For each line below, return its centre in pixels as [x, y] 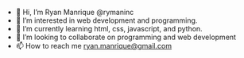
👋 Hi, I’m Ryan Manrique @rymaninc [75, 12]
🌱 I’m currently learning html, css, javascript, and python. [109, 29]
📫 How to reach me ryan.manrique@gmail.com [94, 46]
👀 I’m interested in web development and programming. [107, 20]
